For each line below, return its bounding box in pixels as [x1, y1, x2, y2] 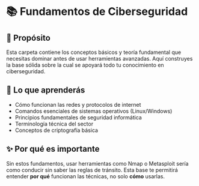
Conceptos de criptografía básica [14, 127, 98, 134]
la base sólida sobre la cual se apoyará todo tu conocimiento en [6, 61, 164, 68]
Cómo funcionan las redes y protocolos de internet [14, 101, 141, 108]
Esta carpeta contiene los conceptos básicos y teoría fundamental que [6, 49, 182, 56]
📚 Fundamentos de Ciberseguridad [6, 5, 188, 19]
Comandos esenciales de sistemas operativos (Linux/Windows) [14, 107, 173, 115]
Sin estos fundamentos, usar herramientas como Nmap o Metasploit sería [6, 160, 189, 167]
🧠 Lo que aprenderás [6, 85, 85, 95]
